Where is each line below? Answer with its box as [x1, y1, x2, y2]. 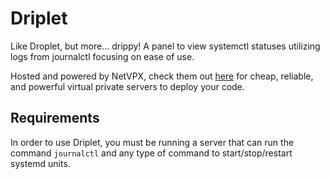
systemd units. [10, 157, 71, 169]
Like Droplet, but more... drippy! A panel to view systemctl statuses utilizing [10, 40, 321, 52]
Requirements [10, 110, 100, 127]
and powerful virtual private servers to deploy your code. [10, 80, 245, 92]
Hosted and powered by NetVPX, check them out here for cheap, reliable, [10, 70, 314, 82]
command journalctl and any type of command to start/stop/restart [10, 147, 293, 159]
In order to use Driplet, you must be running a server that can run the [10, 136, 295, 148]
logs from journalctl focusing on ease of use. [10, 50, 195, 62]
